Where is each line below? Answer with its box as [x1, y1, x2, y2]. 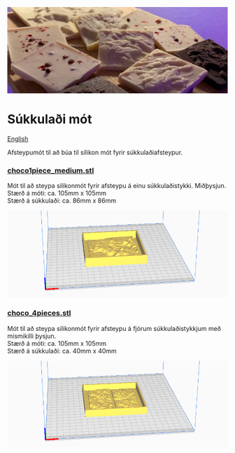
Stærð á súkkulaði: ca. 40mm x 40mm [7, 346, 117, 355]
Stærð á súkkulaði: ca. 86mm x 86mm [7, 196, 117, 205]
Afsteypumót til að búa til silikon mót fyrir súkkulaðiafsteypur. [7, 148, 183, 156]
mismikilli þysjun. [7, 332, 57, 340]
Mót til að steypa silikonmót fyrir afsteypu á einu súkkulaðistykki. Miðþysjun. [7, 182, 227, 190]
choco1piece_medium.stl [7, 165, 94, 175]
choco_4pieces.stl [7, 309, 71, 318]
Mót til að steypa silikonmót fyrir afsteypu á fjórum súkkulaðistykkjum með [7, 324, 222, 332]
